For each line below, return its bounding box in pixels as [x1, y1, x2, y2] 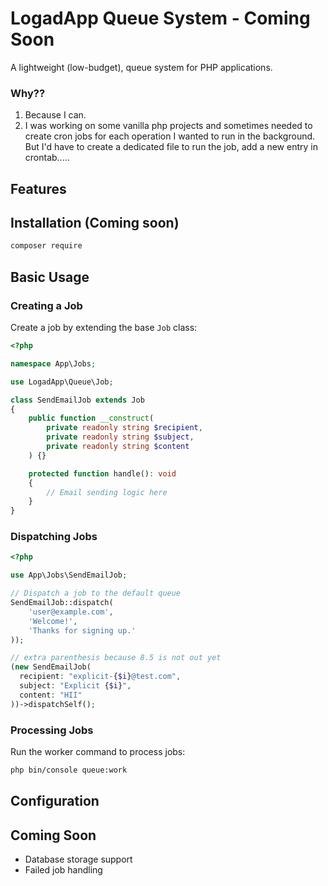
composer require [10, 241, 83, 251]
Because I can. [24, 109, 87, 121]
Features [10, 180, 67, 197]
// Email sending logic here [46, 487, 168, 497]
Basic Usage [10, 268, 90, 286]
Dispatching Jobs [10, 530, 98, 544]
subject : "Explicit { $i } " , [19, 681, 132, 691]
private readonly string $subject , [46, 432, 195, 442]
